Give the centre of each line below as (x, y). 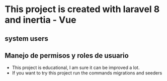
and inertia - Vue (40, 20)
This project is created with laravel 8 (82, 9)
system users (26, 38)
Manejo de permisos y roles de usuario (67, 56)
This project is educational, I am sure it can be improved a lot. (76, 68)
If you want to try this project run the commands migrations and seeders (87, 73)
